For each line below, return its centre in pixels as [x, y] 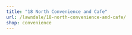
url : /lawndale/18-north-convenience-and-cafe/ [66, 17]
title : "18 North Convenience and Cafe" [57, 12]
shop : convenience [29, 23]
